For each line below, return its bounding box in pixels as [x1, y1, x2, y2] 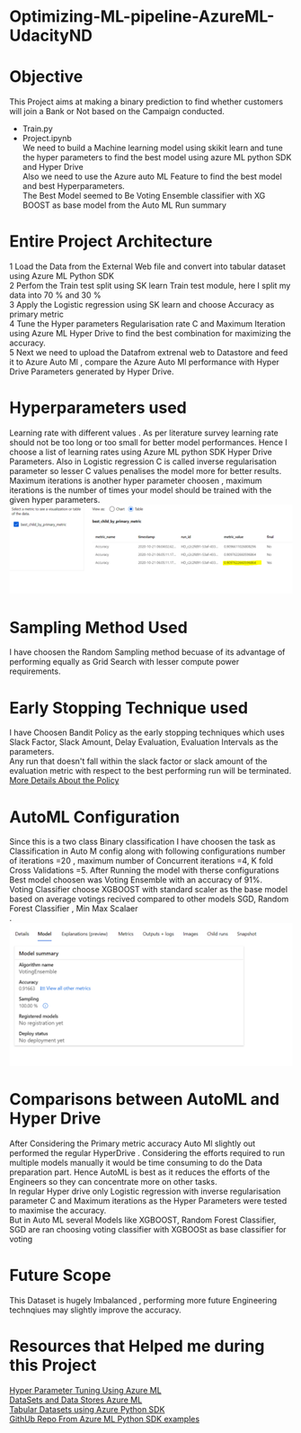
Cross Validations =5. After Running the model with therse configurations [9, 865, 280, 876]
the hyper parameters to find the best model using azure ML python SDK [22, 152, 292, 163]
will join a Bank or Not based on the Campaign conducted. [9, 106, 225, 117]
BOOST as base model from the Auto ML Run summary [22, 200, 227, 210]
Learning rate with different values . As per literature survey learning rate [9, 427, 279, 438]
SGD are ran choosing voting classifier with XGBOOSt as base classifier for [9, 1224, 287, 1235]
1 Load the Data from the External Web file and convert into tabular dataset [9, 261, 286, 272]
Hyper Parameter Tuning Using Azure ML [9, 1385, 162, 1396]
